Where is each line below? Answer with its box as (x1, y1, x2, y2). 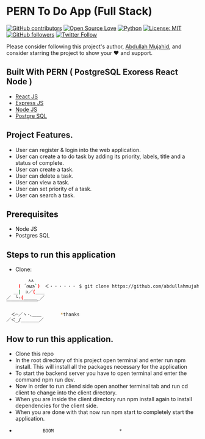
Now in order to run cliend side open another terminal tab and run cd (15, 383, 188, 390)
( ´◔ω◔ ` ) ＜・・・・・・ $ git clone (18, 283, 110, 289)
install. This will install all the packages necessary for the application (15, 363, 187, 371)
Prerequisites (6, 209, 59, 219)
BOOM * (42, 428, 122, 434)
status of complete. (15, 159, 64, 166)
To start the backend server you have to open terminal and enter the (15, 369, 187, 377)
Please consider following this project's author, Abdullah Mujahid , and (6, 43, 182, 50)
